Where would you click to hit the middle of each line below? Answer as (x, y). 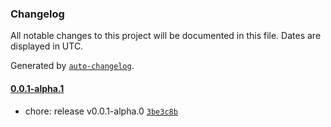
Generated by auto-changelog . (72, 66)
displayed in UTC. (47, 46)
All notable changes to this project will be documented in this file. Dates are (166, 36)
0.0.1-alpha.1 (37, 88)
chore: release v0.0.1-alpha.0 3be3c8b (101, 111)
